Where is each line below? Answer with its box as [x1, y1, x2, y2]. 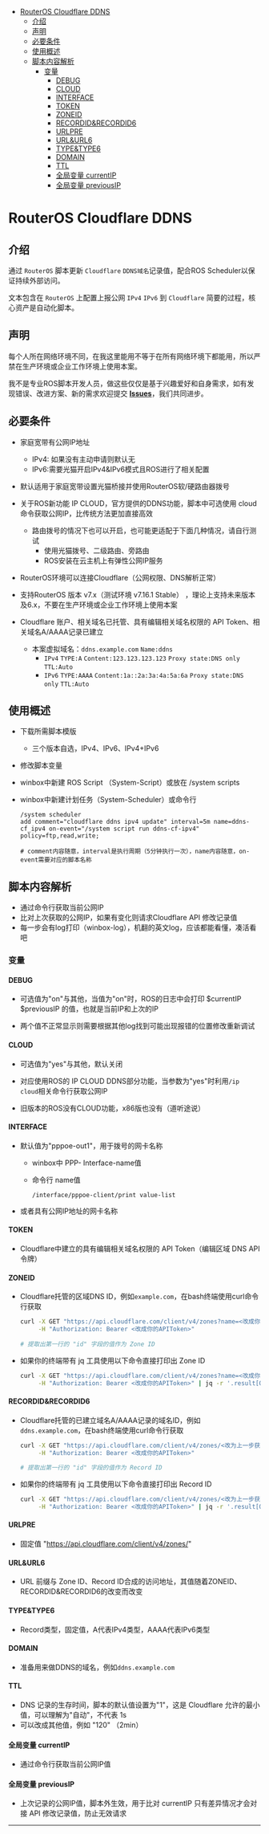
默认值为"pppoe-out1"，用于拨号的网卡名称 [19, 1140, 163, 1151]
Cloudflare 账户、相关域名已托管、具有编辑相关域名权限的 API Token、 [19, 617, 254, 626]
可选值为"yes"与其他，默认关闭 [19, 1059, 122, 1069]
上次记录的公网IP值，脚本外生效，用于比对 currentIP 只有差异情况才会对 [19, 1799, 258, 1808]
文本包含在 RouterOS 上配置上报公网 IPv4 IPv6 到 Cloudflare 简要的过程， [8, 293, 249, 302]
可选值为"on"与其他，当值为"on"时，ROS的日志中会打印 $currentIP [19, 994, 242, 1004]
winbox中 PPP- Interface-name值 [31, 1158, 142, 1168]
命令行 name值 [31, 1175, 82, 1184]
